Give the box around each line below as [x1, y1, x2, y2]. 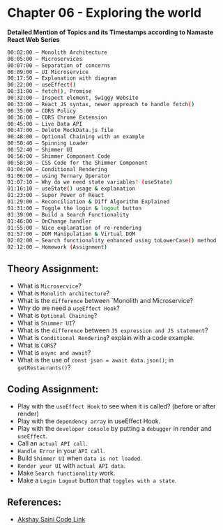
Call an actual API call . [17, 439, 89, 448]
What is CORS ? [17, 341, 57, 349]
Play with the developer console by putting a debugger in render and [17, 424, 212, 432]
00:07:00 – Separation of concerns [7, 61, 111, 69]
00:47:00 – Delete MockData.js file [7, 127, 114, 134]
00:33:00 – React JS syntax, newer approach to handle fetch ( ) [7, 101, 195, 108]
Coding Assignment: [7, 383, 99, 395]
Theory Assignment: [7, 263, 99, 275]
